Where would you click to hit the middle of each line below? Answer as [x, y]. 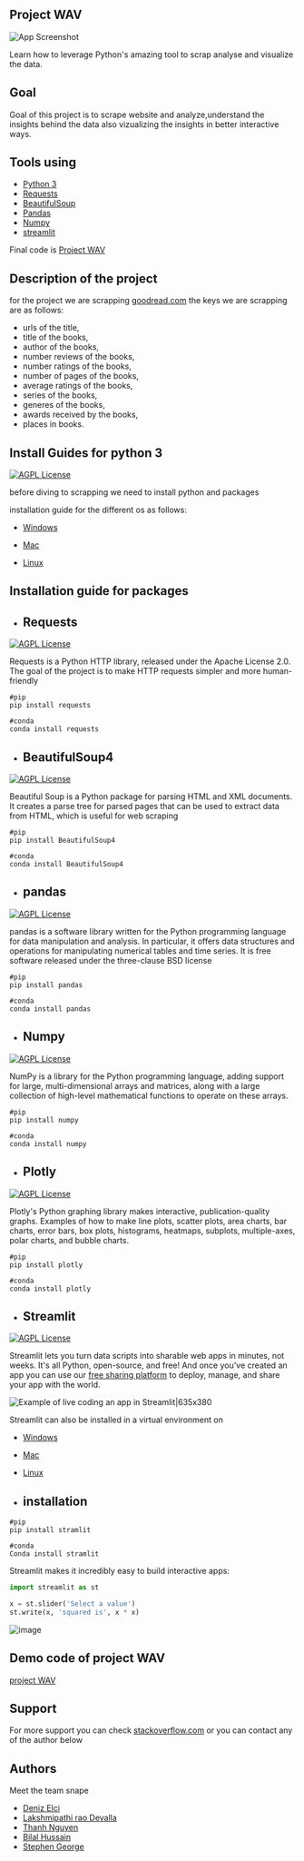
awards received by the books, [80, 415]
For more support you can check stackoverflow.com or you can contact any [151, 1730]
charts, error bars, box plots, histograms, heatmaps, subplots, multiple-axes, [152, 1231]
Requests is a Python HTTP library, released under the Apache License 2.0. [150, 661]
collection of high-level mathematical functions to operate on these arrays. [149, 1095]
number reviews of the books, [78, 357]
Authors [33, 1769]
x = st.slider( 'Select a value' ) [73, 1604]
